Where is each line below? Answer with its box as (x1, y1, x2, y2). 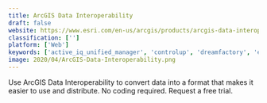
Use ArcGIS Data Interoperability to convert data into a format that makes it (8, 77, 254, 87)
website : (8, 26, 37, 34)
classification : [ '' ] (8, 33, 80, 42)
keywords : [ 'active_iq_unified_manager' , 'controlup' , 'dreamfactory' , (8, 48, 250, 56)
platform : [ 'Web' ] (8, 41, 69, 49)
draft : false (8, 19, 52, 27)
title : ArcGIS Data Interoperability (8, 11, 133, 20)
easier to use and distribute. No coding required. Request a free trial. (8, 86, 233, 95)
